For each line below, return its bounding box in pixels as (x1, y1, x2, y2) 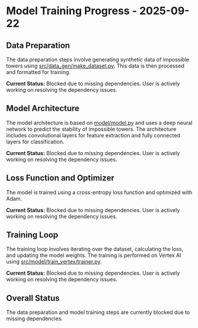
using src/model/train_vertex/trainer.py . (6, 258, 102, 265)
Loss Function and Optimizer (6, 173, 114, 183)
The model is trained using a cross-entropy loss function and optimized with (6, 188, 193, 196)
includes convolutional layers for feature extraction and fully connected (6, 131, 181, 139)
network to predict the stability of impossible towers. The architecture (6, 126, 177, 133)
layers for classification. (6, 138, 65, 145)
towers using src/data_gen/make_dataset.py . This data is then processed (6, 62, 185, 69)
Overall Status (6, 293, 60, 303)
